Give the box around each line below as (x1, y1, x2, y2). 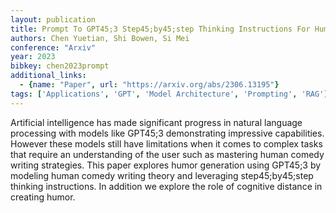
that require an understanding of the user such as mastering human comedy (10, 148, 325, 160)
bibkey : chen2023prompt (10, 61, 110, 71)
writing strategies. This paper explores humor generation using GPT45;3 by (10, 159, 322, 171)
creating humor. (10, 191, 76, 203)
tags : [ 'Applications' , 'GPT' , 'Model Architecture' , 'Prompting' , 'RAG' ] (10, 89, 329, 99)
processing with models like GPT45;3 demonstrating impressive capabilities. (10, 127, 325, 139)
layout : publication (10, 14, 97, 25)
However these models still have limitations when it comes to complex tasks (10, 137, 323, 150)
